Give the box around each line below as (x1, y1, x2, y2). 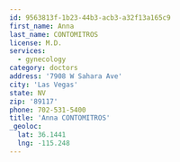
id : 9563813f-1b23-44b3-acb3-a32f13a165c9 (9, 13, 171, 22)
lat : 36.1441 (17, 130, 67, 139)
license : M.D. (9, 38, 63, 48)
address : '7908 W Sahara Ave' (9, 72, 123, 81)
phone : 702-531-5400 (9, 105, 87, 114)
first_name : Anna (9, 22, 75, 31)
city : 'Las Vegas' (9, 80, 78, 89)
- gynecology (17, 55, 67, 64)
